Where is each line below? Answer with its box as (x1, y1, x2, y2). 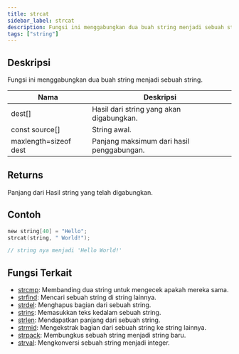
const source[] (11, 125, 60, 135)
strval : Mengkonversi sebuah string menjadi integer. (17, 338, 170, 347)
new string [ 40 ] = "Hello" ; (7, 227, 87, 235)
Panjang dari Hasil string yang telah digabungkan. (7, 188, 153, 196)
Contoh (7, 209, 41, 221)
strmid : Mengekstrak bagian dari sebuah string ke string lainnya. (17, 323, 207, 332)
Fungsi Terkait (7, 267, 73, 279)
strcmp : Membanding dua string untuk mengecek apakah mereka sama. (17, 286, 229, 294)
